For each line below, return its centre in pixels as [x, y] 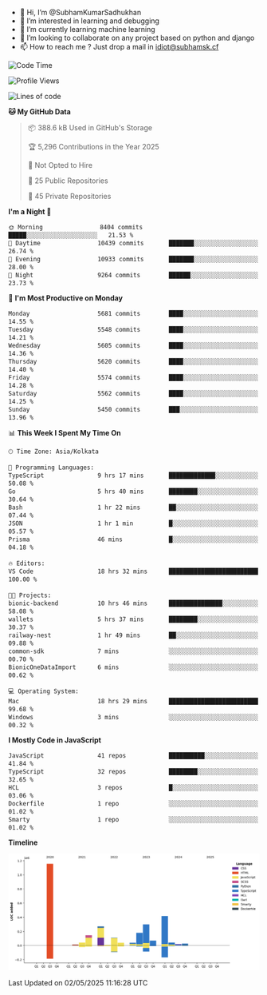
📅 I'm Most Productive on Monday [66, 298]
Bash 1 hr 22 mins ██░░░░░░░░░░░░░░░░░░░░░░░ [133, 507]
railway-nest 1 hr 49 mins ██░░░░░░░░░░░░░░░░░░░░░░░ [133, 635]
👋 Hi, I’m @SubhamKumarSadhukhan [80, 12]
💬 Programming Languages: [51, 468]
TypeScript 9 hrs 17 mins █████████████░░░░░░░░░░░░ [133, 476]
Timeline [23, 842]
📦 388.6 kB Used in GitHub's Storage [90, 127]
